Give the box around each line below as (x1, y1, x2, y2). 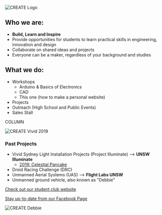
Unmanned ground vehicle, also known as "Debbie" (12, 177, 115, 183)
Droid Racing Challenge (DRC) (12, 167, 73, 172)
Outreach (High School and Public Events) (12, 104, 96, 110)
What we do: (5, 66, 44, 74)
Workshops (12, 79, 35, 85)
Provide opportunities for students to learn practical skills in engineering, (12, 36, 157, 42)
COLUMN (5, 119, 24, 125)
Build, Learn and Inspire (12, 31, 61, 37)
